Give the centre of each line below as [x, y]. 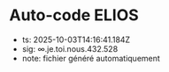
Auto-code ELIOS [74, 15]
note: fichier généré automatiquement [91, 58]
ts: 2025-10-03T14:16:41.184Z [76, 40]
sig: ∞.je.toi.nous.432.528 [70, 48]
